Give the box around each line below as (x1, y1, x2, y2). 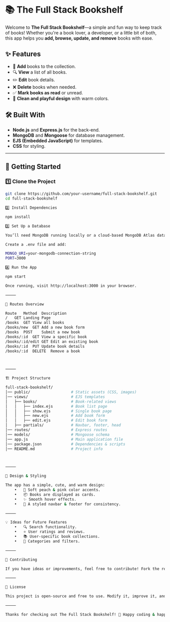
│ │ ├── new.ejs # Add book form (5, 413, 105, 418)
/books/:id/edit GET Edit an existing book (5, 339, 99, 344)
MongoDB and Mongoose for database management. (12, 132, 125, 138)
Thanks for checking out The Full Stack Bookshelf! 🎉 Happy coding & (5, 612, 155, 617)
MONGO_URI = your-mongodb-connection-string (5, 251, 96, 256)
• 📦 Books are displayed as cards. (14, 492, 96, 497)
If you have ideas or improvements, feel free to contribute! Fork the (5, 566, 159, 571)
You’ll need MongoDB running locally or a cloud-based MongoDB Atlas (5, 233, 155, 238)
